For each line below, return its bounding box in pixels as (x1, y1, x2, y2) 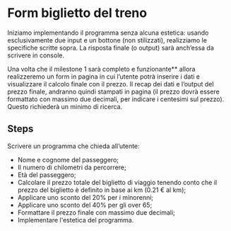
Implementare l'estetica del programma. (17, 215, 134, 224)
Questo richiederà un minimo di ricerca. (7, 102, 123, 111)
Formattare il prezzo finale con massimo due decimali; (17, 208, 175, 217)
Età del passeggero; (17, 170, 76, 179)
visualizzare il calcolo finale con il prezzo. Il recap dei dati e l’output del (7, 79, 214, 88)
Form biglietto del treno (7, 5, 147, 21)
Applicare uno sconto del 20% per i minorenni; (17, 193, 154, 201)
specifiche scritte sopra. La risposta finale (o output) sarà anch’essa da (7, 43, 214, 52)
